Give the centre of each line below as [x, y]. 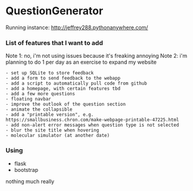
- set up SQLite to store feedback [50, 73]
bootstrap [26, 170]
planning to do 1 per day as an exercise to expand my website [81, 62]
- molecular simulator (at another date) [58, 136]
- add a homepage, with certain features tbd [63, 89]
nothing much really [30, 181]
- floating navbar [28, 99]
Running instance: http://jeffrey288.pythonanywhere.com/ [77, 27]
